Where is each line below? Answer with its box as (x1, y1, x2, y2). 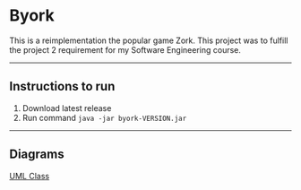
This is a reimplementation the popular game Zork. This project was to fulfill (9, 35, 288, 46)
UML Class (9, 170, 50, 181)
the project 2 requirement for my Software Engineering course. (9, 44, 242, 55)
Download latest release (21, 102, 112, 113)
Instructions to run (9, 79, 116, 94)
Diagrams (9, 147, 64, 162)
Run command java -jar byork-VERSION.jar (21, 112, 187, 123)
